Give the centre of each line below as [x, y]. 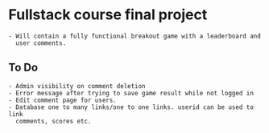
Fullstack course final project [108, 15]
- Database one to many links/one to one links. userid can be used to [131, 107]
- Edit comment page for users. [62, 100]
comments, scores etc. [54, 121]
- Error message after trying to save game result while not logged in [131, 93]
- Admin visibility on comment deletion [77, 86]
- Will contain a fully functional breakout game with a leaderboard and [135, 36]
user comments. [41, 43]
